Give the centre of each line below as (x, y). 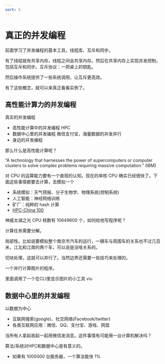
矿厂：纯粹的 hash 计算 (36, 205)
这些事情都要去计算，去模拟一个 (42, 182)
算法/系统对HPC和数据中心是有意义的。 (45, 346)
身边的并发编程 (27, 140)
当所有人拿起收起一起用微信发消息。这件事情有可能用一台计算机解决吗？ (78, 335)
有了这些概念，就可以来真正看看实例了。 (46, 88)
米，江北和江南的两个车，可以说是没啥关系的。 (52, 247)
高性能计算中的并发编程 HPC (41, 128)
